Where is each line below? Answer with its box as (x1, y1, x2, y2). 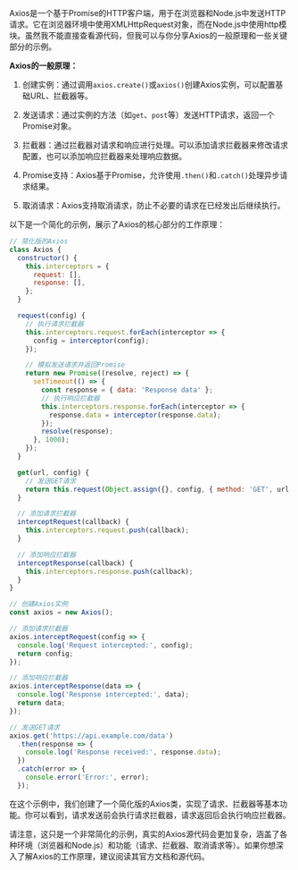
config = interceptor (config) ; (32, 336, 150, 345)
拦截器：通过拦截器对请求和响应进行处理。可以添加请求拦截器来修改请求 (21, 139, 288, 150)
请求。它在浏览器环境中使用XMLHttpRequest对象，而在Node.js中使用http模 (9, 19, 287, 30)
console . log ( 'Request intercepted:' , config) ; (17, 640, 194, 650)
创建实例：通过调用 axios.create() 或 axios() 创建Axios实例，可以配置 (21, 80, 276, 89)
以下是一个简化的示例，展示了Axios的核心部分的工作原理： (9, 219, 226, 230)
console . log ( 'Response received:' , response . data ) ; (25, 748, 221, 757)
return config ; (17, 649, 74, 658)
